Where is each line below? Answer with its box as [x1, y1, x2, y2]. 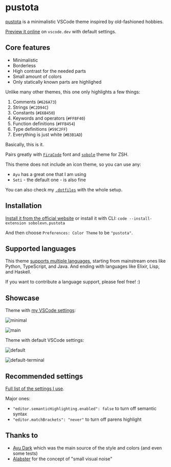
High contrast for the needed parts [12, 68, 86, 74]
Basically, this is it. [5, 141, 45, 147]
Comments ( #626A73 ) [12, 99, 57, 105]
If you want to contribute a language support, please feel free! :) [5, 279, 141, 285]
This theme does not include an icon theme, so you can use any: [5, 161, 142, 167]
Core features [5, 43, 50, 52]
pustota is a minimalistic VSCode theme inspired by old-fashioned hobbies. [5, 18, 164, 25]
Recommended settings [5, 372, 83, 381]
